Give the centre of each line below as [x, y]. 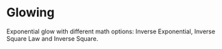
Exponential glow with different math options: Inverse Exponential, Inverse [111, 31]
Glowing [30, 13]
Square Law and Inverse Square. [52, 38]
